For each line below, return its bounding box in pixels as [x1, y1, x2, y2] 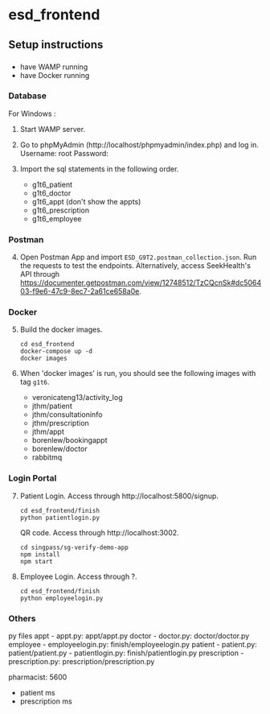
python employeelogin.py [19, 594, 104, 602]
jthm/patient [31, 401, 72, 411]
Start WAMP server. [19, 124, 86, 134]
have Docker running [19, 70, 90, 80]
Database [8, 90, 47, 101]
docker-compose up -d [19, 348, 92, 356]
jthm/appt [31, 427, 64, 436]
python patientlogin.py [19, 514, 100, 522]
